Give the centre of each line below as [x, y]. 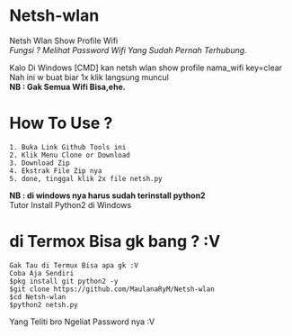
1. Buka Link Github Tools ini [68, 147]
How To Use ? [61, 123]
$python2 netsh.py [44, 304]
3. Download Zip [40, 163]
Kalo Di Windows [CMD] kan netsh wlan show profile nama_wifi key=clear [146, 68]
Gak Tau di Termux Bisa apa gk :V [74, 265]
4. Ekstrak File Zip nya [56, 171]
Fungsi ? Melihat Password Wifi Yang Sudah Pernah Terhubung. [128, 50]
